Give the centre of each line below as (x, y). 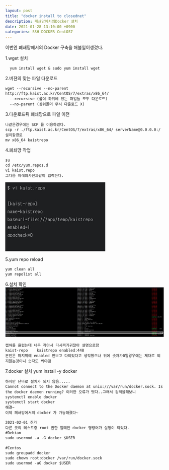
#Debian (13, 433)
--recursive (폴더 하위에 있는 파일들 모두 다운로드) (59, 99)
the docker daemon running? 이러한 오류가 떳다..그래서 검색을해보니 (71, 392)
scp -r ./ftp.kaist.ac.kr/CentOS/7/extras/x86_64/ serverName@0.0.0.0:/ (83, 130)
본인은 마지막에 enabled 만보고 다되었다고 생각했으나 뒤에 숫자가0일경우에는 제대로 (80, 356)
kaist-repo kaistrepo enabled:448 (45, 351)
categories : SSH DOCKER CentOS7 (39, 32)
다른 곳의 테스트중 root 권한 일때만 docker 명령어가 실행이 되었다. (67, 428)
